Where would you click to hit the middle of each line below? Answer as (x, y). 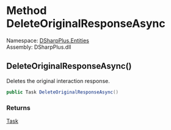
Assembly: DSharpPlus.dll (39, 47)
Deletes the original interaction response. (58, 81)
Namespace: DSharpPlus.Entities (48, 40)
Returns (18, 107)
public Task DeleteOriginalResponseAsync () (63, 92)
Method (27, 11)
